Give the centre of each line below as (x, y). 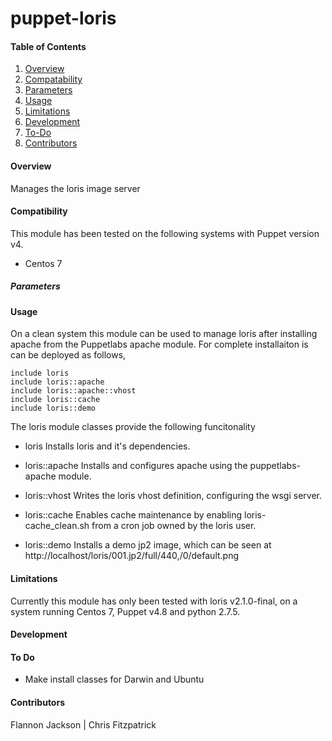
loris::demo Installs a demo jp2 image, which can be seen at (148, 545)
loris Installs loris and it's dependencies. (107, 446)
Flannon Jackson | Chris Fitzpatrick (83, 724)
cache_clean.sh (57, 526)
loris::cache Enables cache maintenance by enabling (133, 515)
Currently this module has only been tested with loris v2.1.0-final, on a (154, 601)
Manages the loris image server (75, 188)
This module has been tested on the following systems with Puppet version (165, 233)
